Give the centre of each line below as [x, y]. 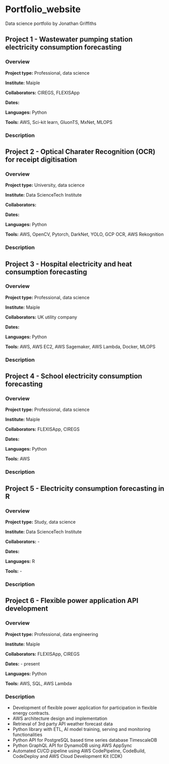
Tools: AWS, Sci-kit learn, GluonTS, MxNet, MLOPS [59, 122]
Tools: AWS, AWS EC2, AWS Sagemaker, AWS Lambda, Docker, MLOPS [80, 346]
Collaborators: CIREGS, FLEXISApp [42, 92]
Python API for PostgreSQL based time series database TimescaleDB [85, 740]
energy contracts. [31, 713]
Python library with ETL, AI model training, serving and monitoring [81, 729]
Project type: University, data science [45, 185]
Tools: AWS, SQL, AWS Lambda [39, 683]
